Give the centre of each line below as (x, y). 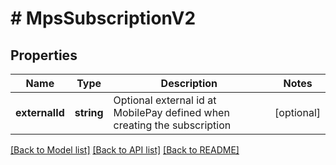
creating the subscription (172, 125)
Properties (44, 55)
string (89, 112)
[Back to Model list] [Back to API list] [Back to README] (125, 150)
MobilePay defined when (171, 112)
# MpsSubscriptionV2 (103, 18)
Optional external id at (165, 100)
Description (189, 83)
